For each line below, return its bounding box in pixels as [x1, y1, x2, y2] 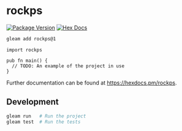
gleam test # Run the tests [6, 119, 81, 125]
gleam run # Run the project [6, 113, 86, 119]
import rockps [6, 47, 43, 53]
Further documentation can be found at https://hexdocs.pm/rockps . [6, 79, 177, 86]
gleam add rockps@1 [6, 36, 56, 42]
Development [6, 97, 59, 107]
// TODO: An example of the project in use [12, 62, 124, 69]
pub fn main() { [6, 58, 48, 64]
